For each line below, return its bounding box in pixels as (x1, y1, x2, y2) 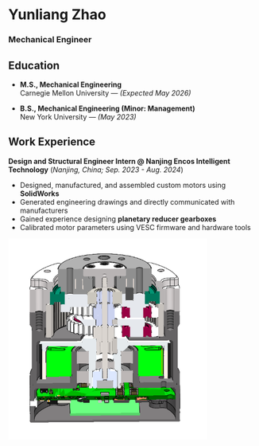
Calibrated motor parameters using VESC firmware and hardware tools (19, 222, 252, 232)
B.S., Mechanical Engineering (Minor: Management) (19, 104, 195, 113)
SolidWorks (19, 189, 60, 198)
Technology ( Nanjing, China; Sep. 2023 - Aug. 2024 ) (8, 165, 184, 174)
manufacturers (19, 205, 69, 215)
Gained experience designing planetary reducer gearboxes (19, 213, 217, 224)
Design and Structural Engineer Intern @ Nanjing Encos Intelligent (8, 156, 230, 166)
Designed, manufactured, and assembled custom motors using (19, 180, 226, 190)
